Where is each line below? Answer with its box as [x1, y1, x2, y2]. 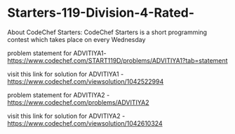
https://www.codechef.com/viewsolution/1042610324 [7, 119, 163, 127]
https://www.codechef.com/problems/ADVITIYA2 [7, 98, 149, 106]
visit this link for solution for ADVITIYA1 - [7, 70, 124, 78]
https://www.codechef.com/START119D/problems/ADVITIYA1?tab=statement [7, 56, 228, 64]
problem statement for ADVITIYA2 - [7, 91, 110, 99]
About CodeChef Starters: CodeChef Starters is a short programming [7, 28, 208, 36]
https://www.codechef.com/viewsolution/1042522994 [7, 77, 164, 85]
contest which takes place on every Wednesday [7, 35, 146, 43]
